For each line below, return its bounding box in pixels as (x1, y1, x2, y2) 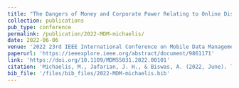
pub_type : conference (7, 23, 72, 31)
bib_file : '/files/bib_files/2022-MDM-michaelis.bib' (7, 70, 171, 77)
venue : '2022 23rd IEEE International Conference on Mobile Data (7, 43, 205, 50)
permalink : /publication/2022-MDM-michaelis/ (7, 30, 144, 38)
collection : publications (7, 17, 84, 24)
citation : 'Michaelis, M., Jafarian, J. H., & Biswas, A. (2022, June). (7, 63, 228, 70)
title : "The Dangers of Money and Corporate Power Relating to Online (7, 10, 221, 18)
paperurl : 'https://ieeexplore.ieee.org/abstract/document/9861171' (7, 50, 215, 57)
